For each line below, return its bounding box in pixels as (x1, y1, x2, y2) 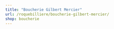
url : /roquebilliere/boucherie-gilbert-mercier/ (5, 12, 109, 17)
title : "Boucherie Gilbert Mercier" (5, 7, 82, 12)
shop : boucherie (5, 16, 39, 21)
